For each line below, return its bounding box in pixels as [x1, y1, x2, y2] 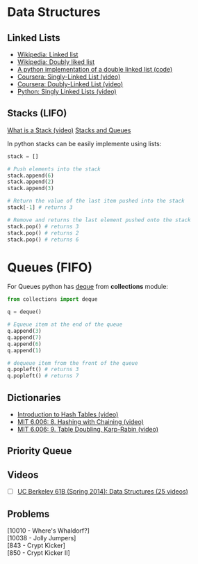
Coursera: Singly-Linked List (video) [17, 72, 121, 81]
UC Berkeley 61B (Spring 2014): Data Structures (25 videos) [17, 487, 189, 496]
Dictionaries [7, 391, 61, 404]
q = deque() [7, 308, 42, 315]
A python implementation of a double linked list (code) [17, 65, 173, 73]
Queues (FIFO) [7, 259, 92, 275]
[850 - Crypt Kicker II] [7, 549, 71, 557]
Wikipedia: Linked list [17, 50, 79, 58]
